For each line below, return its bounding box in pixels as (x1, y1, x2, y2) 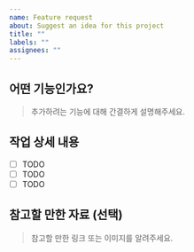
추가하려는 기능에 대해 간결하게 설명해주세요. (30, 106, 186, 116)
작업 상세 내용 (9, 135, 80, 150)
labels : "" (9, 37, 50, 47)
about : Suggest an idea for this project (9, 21, 165, 30)
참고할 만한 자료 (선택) (9, 208, 123, 223)
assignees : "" (9, 46, 62, 55)
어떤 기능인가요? (9, 81, 94, 96)
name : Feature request (9, 12, 93, 22)
